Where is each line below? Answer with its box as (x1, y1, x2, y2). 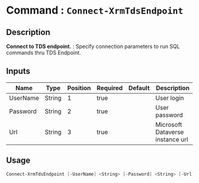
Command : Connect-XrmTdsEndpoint (6, 4, 184, 17)
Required (97, 84, 123, 92)
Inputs (6, 66, 31, 76)
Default (128, 84, 150, 92)
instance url (155, 135, 188, 143)
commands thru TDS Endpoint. (6, 49, 81, 56)
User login (155, 94, 184, 102)
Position (67, 84, 91, 92)
